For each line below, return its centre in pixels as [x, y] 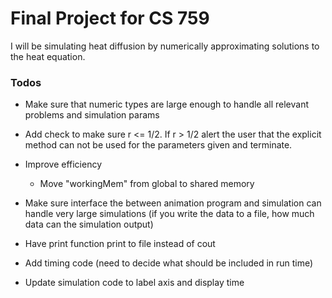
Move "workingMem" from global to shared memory [147, 184]
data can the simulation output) [89, 224]
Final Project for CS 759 [110, 18]
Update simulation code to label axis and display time [134, 283]
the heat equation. [48, 56]
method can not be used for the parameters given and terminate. [158, 145]
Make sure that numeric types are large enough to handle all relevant [167, 104]
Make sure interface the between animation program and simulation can [173, 203]
